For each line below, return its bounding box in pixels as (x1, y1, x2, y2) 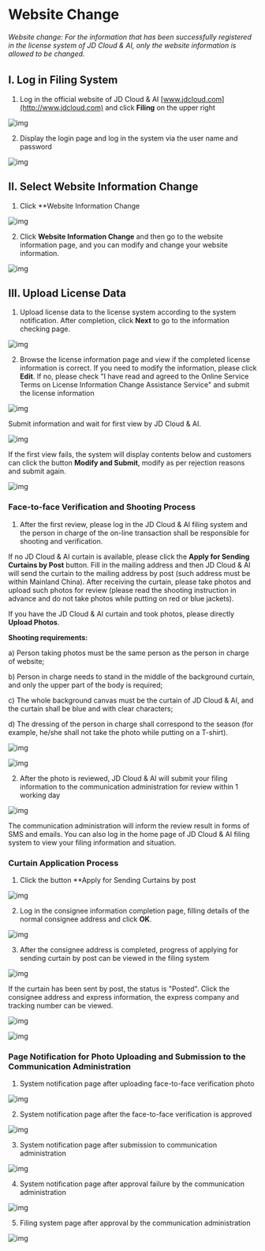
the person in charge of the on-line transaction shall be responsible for (19, 528, 250, 537)
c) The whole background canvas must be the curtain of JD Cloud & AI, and (8, 695, 254, 705)
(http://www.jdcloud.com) (19, 103, 104, 112)
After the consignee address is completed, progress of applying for (19, 945, 239, 955)
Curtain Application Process (8, 857, 119, 869)
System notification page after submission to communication (19, 1140, 218, 1150)
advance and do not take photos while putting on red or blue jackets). (8, 593, 234, 603)
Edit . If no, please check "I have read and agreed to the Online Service (19, 371, 249, 381)
